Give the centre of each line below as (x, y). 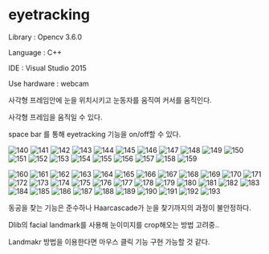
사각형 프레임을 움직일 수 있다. (55, 117)
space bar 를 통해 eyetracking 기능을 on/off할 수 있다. (95, 134)
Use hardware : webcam (49, 83)
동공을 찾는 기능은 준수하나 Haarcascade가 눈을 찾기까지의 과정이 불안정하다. (130, 208)
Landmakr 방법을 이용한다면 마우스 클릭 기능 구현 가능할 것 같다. (109, 241)
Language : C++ (35, 52)
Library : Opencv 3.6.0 (45, 37)
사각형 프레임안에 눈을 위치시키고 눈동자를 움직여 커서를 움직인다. (110, 100)
